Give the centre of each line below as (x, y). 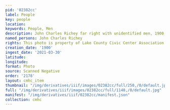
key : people (18, 19)
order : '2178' (20, 76)
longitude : (17, 62)
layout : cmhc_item (25, 81)
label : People (20, 15)
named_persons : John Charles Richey (44, 39)
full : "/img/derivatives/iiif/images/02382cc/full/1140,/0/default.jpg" (83, 90)
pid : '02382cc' (21, 10)
